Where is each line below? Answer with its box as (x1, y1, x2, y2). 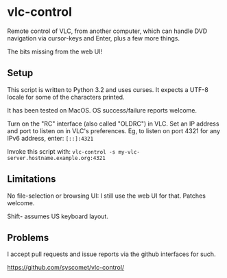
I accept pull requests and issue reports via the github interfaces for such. (7, 250, 216, 258)
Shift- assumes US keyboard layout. (7, 212, 108, 220)
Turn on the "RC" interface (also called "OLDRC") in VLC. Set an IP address (7, 119, 219, 128)
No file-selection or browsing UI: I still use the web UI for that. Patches (7, 192, 206, 200)
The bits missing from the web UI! (7, 47, 103, 56)
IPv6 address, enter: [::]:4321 (7, 134, 94, 142)
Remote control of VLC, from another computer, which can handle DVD (7, 27, 208, 35)
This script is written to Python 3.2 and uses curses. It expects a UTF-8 (7, 85, 209, 93)
